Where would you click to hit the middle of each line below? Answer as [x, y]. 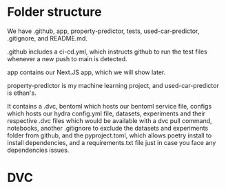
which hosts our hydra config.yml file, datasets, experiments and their [106, 113]
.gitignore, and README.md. [48, 38]
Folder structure [54, 12]
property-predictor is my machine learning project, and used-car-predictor [113, 85]
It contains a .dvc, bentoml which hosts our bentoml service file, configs [110, 106]
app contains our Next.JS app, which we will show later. [86, 72]
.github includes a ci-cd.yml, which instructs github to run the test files [107, 52]
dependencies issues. [38, 150]
